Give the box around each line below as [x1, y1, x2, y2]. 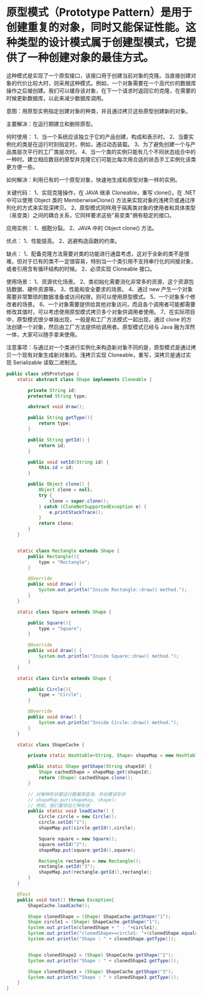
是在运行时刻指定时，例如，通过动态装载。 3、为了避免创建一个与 [27, 140, 191, 148]
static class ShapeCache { [17, 742, 85, 748]
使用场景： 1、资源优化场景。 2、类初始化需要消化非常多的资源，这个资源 [6, 278, 189, 285]
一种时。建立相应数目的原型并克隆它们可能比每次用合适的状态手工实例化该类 [6, 155, 196, 163]
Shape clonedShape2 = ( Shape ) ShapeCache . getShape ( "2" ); [28, 952, 173, 958]
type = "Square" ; [38, 626, 83, 632]
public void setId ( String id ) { [28, 459, 110, 465]
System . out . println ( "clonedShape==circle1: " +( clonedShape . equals [28, 931, 198, 937]
